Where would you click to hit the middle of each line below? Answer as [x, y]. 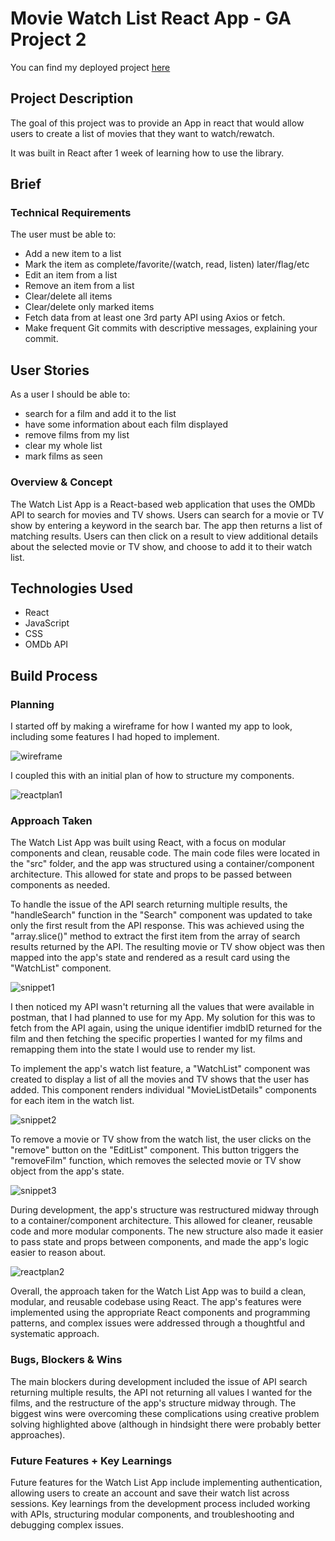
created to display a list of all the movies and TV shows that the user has [160, 1079]
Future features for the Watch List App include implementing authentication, [166, 1482]
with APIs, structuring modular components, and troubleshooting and [152, 1514]
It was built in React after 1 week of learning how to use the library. [147, 153]
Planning [32, 704]
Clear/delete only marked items [89, 307]
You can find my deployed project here [90, 67]
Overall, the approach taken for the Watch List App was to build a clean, [158, 1291]
